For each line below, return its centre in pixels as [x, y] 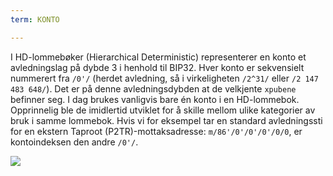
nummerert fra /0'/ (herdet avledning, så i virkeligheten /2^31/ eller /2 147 [164, 78]
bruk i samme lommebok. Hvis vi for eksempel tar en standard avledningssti [166, 120]
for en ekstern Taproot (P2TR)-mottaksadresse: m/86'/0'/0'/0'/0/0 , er [156, 131]
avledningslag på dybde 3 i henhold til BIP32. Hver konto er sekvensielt [157, 67]
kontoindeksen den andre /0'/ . [74, 142]
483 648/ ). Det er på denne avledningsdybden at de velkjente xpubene [153, 88]
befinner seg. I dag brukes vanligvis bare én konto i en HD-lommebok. [155, 99]
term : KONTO [35, 19]
